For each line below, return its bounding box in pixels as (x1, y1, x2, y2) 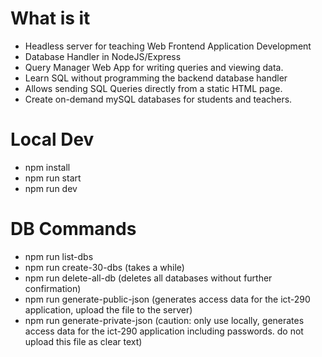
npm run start (24, 172, 82, 184)
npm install (24, 161, 71, 173)
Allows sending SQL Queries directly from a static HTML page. (24, 82, 283, 94)
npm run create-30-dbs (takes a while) (24, 261, 185, 273)
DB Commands (10, 218, 137, 241)
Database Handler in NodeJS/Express (24, 50, 182, 62)
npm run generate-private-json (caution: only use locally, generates (24, 314, 305, 326)
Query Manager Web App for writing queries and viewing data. (24, 61, 284, 73)
